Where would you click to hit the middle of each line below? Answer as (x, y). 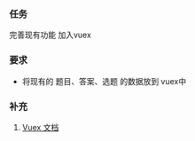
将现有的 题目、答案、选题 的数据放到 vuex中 (104, 81)
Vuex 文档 (40, 127)
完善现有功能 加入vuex (50, 35)
